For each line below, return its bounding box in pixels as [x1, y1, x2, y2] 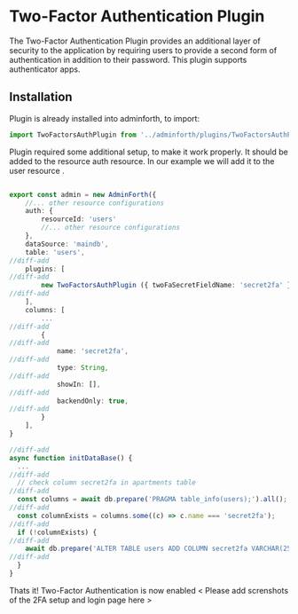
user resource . [9, 165, 65, 176]
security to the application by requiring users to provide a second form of [9, 44, 278, 55]
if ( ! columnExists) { [17, 528, 98, 537]
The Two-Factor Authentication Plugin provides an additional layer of [9, 35, 261, 46]
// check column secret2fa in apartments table [17, 478, 197, 487]
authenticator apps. [9, 64, 81, 75]
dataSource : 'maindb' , [25, 240, 109, 248]
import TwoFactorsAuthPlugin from [9, 130, 137, 139]
